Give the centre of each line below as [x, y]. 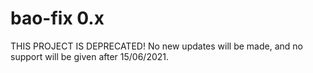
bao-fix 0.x [57, 18]
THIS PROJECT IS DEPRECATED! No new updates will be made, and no [156, 46]
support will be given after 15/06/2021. [90, 56]
